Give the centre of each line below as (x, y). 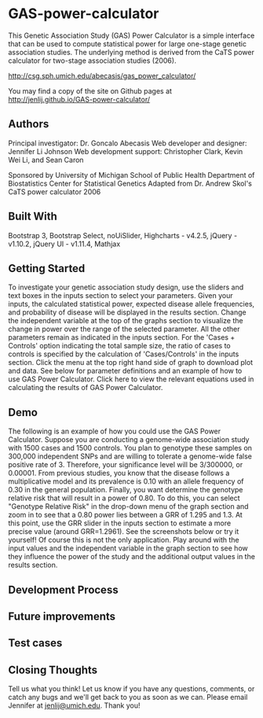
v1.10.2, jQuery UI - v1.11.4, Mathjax (64, 244)
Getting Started (47, 268)
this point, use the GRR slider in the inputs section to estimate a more (120, 523)
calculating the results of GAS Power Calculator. (86, 388)
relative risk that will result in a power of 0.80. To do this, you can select (124, 498)
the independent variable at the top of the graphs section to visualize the (126, 321)
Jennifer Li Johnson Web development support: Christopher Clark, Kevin (126, 151)
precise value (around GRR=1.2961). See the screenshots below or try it (124, 532)
